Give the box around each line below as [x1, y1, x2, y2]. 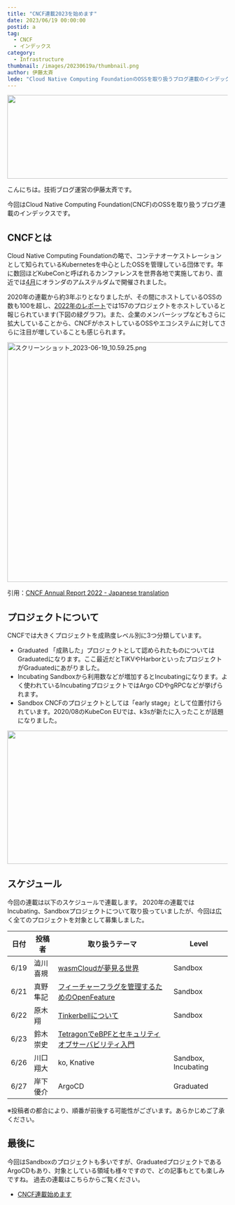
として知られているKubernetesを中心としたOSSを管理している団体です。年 [7, 260, 224, 269]
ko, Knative [58, 1057, 94, 1067]
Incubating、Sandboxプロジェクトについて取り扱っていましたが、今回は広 [7, 906, 222, 915]
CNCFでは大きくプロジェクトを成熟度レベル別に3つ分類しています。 [7, 631, 206, 639]
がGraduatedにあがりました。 [17, 664, 104, 672]
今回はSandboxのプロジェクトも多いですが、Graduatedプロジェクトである [7, 1157, 222, 1166]
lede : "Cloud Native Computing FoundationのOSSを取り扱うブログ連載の [7, 75, 205, 83]
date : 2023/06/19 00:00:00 [7, 17, 86, 24]
